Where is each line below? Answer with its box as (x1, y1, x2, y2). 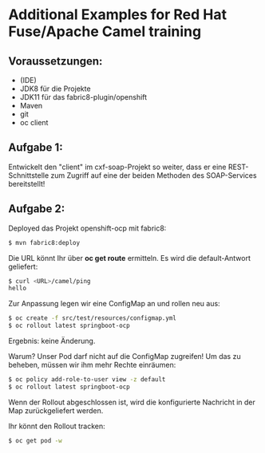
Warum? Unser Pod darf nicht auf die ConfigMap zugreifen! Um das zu (8, 352, 241, 360)
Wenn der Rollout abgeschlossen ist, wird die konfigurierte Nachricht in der (8, 397, 255, 407)
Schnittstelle (8, 170, 49, 180)
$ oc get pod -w (8, 436, 62, 444)
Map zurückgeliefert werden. (8, 405, 104, 416)
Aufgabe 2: (8, 202, 65, 216)
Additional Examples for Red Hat (8, 6, 227, 24)
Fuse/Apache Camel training (8, 22, 202, 41)
